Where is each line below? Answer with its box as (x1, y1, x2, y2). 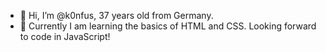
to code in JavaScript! (19, 31, 111, 42)
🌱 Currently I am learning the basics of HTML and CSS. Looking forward (19, 20, 317, 32)
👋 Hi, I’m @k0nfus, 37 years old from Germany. (19, 10, 214, 21)
